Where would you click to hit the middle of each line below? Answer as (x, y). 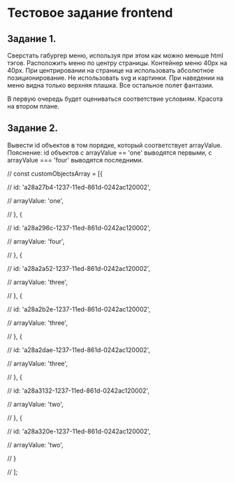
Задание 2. (32, 128)
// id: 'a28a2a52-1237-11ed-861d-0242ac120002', (79, 268)
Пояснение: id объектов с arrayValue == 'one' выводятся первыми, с (110, 153)
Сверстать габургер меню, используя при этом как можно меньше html (115, 55)
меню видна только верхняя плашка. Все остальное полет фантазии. (111, 85)
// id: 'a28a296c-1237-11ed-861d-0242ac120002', (79, 227)
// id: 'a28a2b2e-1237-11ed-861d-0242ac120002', (79, 309)
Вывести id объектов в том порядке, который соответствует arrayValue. (115, 145)
